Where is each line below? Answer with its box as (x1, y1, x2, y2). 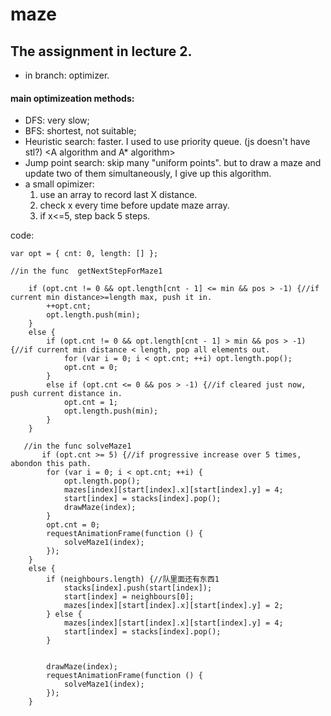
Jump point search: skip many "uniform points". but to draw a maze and (24, 157, 322, 169)
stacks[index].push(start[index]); (63, 583, 213, 593)
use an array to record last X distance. (39, 189, 198, 201)
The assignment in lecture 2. (10, 43, 193, 60)
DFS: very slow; (24, 114, 90, 127)
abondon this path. (10, 459, 92, 469)
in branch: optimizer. (24, 69, 110, 81)
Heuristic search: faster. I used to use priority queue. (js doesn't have (24, 136, 311, 148)
